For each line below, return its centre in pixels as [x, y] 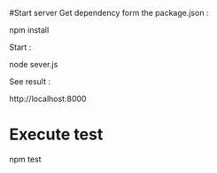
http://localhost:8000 [48, 98]
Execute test [56, 134]
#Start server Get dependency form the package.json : [109, 13]
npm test [25, 159]
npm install [29, 30]
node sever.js [34, 64]
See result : [30, 82]
